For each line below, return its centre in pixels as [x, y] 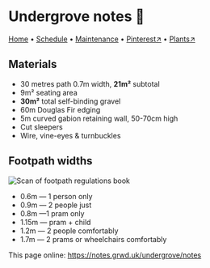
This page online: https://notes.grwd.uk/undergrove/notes [105, 255]
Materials [33, 64]
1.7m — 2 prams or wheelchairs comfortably [93, 239]
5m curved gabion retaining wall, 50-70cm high [99, 118]
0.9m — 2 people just [56, 205]
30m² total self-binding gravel [70, 101]
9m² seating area [49, 92]
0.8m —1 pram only [52, 213]
